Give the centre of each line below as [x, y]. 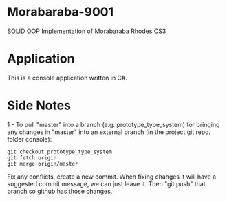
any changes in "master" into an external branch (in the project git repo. [109, 132]
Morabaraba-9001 [61, 12]
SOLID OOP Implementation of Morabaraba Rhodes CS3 [87, 31]
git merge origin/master [43, 164]
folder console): [30, 139]
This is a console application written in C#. [67, 78]
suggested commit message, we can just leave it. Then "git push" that [106, 183]
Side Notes [39, 105]
